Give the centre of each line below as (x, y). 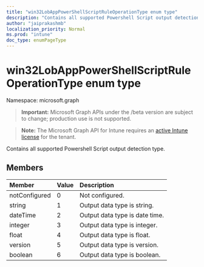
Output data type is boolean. (120, 255)
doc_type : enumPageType (36, 40)
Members (25, 168)
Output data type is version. (119, 244)
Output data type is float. (115, 235)
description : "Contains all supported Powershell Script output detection (103, 18)
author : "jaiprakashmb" (36, 23)
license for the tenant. (49, 137)
